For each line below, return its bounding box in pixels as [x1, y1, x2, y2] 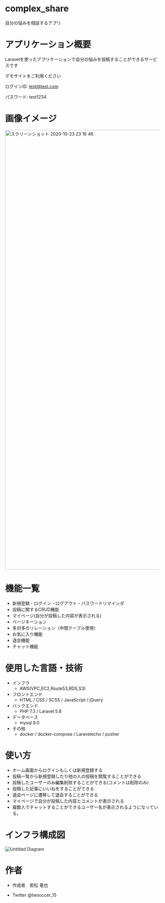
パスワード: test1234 [5, 94, 47, 100]
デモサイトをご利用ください [5, 73, 61, 79]
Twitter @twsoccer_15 [12, 892, 57, 898]
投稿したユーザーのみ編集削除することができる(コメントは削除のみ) [12, 779, 149, 785]
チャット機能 [12, 643, 38, 649]
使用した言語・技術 [5, 662, 83, 674]
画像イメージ [5, 113, 57, 124]
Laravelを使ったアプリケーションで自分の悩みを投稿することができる [5, 56, 145, 62]
